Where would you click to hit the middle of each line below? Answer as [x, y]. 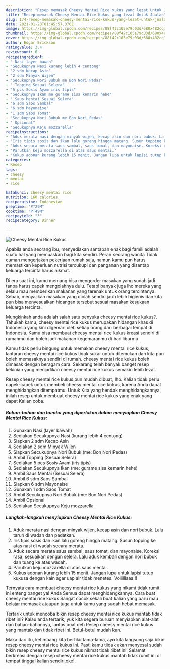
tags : [11, 170]
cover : [13, 38]
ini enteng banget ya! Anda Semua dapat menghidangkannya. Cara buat [81, 593]
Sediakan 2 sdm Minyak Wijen [44, 447]
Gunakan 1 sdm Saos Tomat [42, 489]
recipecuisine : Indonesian [34, 202]
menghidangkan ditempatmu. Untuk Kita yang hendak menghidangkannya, [83, 390]
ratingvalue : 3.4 [24, 47]
